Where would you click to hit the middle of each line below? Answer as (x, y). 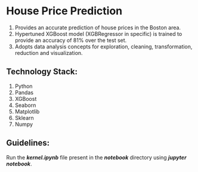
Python (24, 86)
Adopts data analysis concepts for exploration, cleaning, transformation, (103, 47)
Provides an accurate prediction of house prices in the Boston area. (98, 27)
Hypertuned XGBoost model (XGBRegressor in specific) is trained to (98, 33)
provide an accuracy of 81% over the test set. (71, 40)
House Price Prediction (64, 11)
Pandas (24, 92)
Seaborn (25, 105)
